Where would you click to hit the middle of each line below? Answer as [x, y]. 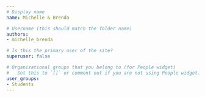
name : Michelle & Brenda [38, 18]
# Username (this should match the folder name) [69, 28]
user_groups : [23, 79]
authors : [17, 34]
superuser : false [28, 56]
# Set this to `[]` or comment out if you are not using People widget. [103, 73]
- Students [20, 84]
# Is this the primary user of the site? [60, 51]
